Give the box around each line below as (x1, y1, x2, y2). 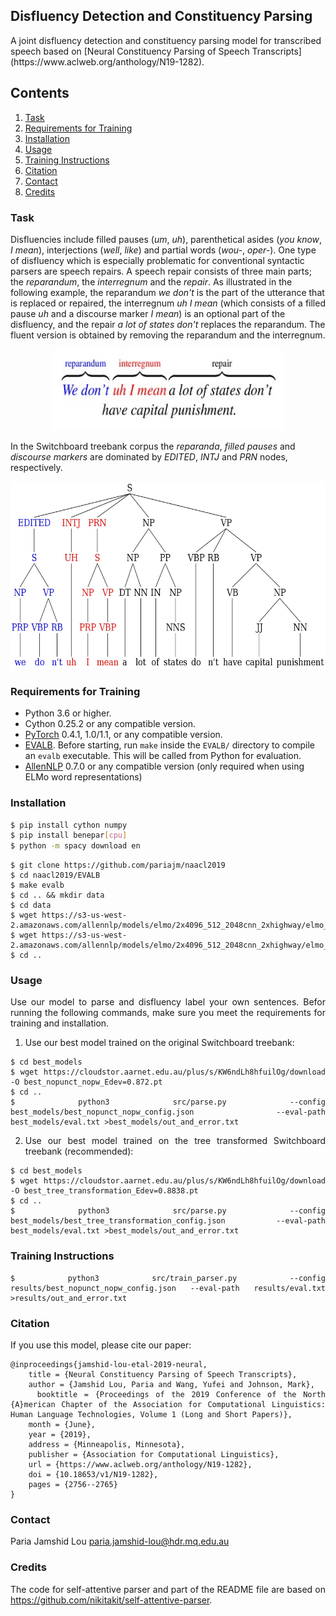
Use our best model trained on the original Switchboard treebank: (24, 1037, 295, 1049)
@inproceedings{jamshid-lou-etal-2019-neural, (10, 1360, 208, 1370)
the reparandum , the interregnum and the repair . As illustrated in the (10, 275, 293, 288)
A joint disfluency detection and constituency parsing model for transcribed (10, 34, 322, 46)
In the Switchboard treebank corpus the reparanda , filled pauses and (10, 440, 296, 452)
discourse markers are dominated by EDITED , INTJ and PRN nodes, (10, 450, 288, 463)
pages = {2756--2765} (28, 1480, 118, 1490)
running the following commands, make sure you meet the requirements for (10, 1007, 326, 1019)
